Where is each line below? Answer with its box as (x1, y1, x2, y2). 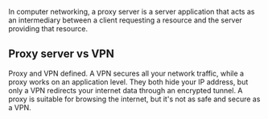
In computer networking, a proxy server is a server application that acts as (8, 7, 255, 16)
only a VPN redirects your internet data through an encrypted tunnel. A (8, 85, 243, 95)
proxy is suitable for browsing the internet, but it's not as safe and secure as (8, 94, 261, 104)
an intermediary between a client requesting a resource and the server (8, 15, 243, 25)
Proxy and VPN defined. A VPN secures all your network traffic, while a (8, 68, 244, 78)
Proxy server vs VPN (8, 47, 114, 61)
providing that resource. (8, 24, 89, 33)
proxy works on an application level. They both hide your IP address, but (8, 76, 249, 87)
